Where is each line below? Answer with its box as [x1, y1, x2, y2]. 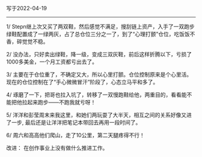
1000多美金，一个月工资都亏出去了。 [6, 58, 98, 65]
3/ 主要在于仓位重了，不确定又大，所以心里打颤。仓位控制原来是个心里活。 [6, 71, 192, 78]
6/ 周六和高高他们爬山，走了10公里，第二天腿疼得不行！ [6, 132, 145, 138]
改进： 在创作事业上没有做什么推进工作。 [6, 144, 108, 151]
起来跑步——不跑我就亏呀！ [26, 99, 96, 105]
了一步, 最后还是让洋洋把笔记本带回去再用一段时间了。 [6, 119, 141, 126]
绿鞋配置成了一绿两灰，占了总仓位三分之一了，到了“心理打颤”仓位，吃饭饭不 [6, 31, 195, 37]
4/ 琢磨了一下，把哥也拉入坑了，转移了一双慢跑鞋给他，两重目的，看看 [6, 91, 182, 98]
